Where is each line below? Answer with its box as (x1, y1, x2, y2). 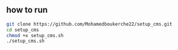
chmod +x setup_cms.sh (6, 32, 64, 38)
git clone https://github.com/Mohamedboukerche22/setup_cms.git (6, 21, 173, 27)
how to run (6, 5, 48, 15)
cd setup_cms (6, 27, 39, 33)
